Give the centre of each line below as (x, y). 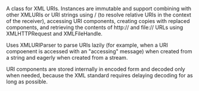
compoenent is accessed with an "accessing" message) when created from (99, 51)
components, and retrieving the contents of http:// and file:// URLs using (95, 27)
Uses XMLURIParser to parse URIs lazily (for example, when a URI (87, 45)
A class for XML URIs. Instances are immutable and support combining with (99, 9)
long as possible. (27, 82)
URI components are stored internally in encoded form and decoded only (96, 69)
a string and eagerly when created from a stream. (67, 58)
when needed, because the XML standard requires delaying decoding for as (99, 75)
